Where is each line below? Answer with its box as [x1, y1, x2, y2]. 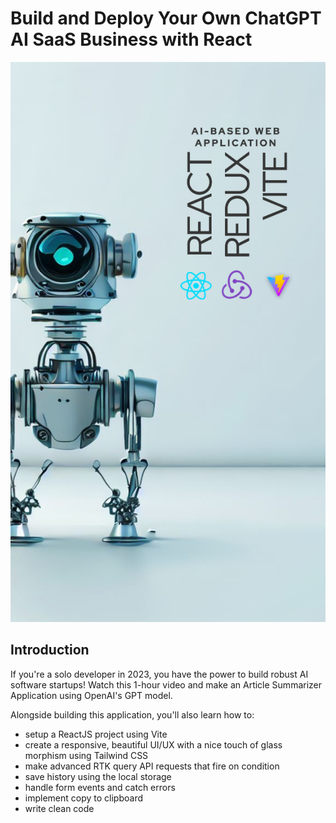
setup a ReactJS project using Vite [24, 728, 168, 740]
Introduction [10, 642, 90, 659]
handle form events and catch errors [24, 781, 176, 793]
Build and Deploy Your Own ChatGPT [10, 7, 322, 30]
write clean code [24, 802, 95, 814]
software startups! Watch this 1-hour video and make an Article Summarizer [10, 678, 323, 691]
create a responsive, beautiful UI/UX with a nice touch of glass [24, 738, 283, 751]
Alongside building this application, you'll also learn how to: [10, 708, 255, 721]
